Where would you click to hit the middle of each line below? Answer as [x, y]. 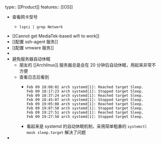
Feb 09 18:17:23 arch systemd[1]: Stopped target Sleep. [85, 91]
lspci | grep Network [41, 27]
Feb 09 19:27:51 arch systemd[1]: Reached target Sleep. [85, 113]
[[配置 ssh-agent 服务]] [35, 42]
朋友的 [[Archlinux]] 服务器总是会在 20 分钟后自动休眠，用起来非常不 [88, 65]
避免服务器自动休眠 [31, 59]
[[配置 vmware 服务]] [33, 48]
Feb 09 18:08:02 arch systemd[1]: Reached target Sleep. [85, 87]
